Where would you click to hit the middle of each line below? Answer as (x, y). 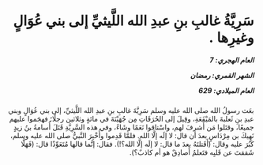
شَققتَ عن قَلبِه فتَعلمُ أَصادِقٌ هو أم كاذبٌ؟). (192, 152)
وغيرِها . (231, 37)
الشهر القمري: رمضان (222, 75)
